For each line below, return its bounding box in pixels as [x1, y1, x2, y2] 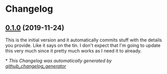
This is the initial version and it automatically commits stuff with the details [5, 37, 162, 43]
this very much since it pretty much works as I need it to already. [5, 48, 142, 54]
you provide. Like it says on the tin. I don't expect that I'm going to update [5, 42, 161, 48]
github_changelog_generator [5, 63, 67, 69]
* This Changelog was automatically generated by [5, 58, 112, 64]
